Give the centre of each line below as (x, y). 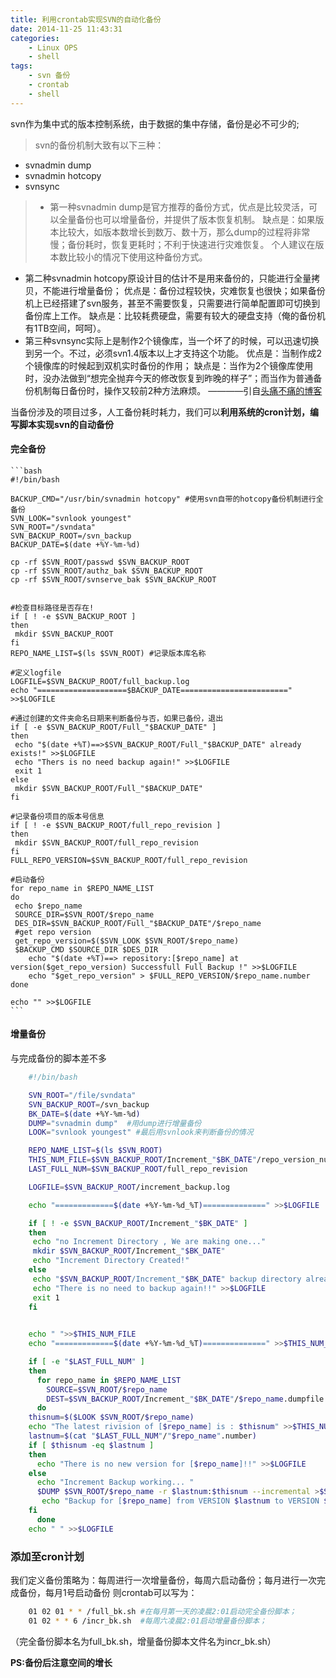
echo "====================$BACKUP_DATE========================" (151, 690)
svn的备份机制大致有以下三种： (99, 145)
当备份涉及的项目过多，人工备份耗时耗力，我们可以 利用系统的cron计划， (160, 412)
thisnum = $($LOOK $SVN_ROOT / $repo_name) (111, 1417)
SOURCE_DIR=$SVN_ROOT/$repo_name (84, 914)
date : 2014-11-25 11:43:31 (66, 29)
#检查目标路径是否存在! (52, 607)
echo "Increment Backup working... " (115, 1482)
